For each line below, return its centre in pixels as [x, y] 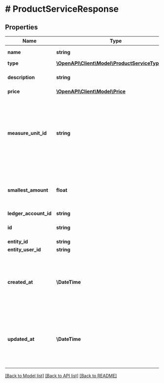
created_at [20, 282]
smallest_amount [28, 190]
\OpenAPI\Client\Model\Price [91, 91]
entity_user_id [24, 250]
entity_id [18, 242]
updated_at [21, 339]
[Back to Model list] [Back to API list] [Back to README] [61, 376]
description [21, 77]
